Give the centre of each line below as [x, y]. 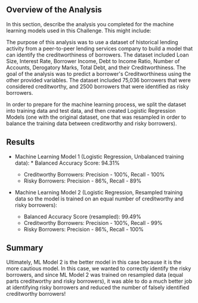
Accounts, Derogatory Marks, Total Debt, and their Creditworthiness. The [96, 67]
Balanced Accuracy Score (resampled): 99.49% [83, 217]
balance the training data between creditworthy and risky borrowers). [92, 123]
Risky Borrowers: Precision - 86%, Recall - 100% [84, 229]
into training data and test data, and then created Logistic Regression [91, 110]
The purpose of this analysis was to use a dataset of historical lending [92, 42]
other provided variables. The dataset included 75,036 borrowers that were [98, 80]
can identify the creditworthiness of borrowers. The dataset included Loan [98, 55]
